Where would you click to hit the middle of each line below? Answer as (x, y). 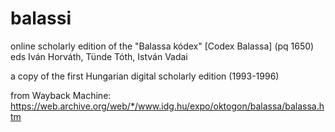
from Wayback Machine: (61, 95)
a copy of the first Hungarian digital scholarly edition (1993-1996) (145, 76)
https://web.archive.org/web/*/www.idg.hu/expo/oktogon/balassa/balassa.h (167, 106)
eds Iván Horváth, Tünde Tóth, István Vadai (99, 56)
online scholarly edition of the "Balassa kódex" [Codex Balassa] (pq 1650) (162, 46)
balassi (41, 18)
